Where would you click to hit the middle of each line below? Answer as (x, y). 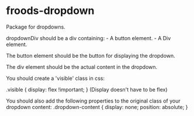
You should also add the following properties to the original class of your (93, 101)
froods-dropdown (50, 11)
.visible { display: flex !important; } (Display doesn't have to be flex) (87, 89)
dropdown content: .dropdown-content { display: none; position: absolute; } (97, 107)
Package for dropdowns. (36, 27)
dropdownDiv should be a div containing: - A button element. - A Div (89, 38)
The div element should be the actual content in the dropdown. (82, 67)
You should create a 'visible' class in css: (56, 78)
